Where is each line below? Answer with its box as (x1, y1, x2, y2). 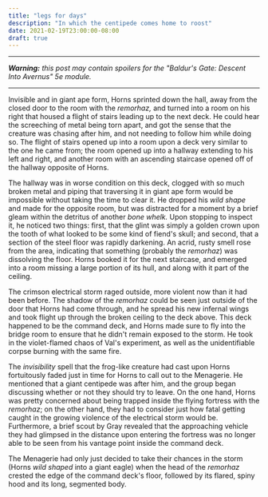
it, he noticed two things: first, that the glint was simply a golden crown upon (8, 221, 260, 230)
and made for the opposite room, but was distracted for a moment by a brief (8, 204, 258, 213)
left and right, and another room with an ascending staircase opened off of (8, 154, 254, 164)
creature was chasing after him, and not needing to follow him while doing (8, 129, 251, 138)
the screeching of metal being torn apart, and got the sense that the (8, 121, 231, 130)
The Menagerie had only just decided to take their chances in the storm (8, 454, 243, 463)
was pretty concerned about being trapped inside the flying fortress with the (8, 396, 260, 406)
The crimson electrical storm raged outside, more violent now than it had (8, 287, 247, 296)
